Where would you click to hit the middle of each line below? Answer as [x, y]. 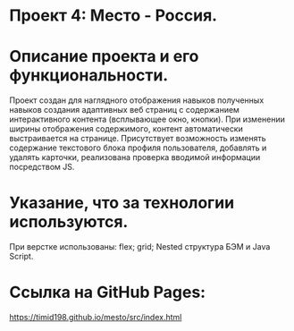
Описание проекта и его [104, 57]
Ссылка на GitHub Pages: [108, 293]
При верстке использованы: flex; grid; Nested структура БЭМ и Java [140, 247]
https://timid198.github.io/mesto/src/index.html [96, 317]
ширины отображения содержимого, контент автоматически [126, 129]
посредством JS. [42, 167]
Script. [21, 257]
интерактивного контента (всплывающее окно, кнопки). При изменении [147, 119]
